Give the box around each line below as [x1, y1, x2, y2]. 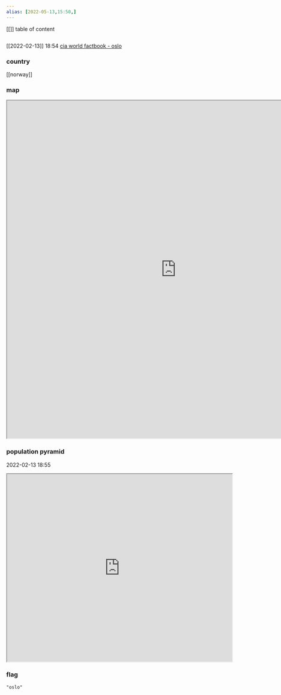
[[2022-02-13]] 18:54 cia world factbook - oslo [6, 42, 122, 49]
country [6, 57, 30, 65]
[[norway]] [6, 70, 33, 78]
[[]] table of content [6, 25, 55, 32]
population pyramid [6, 448, 65, 456]
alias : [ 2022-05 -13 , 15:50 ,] [6, 8, 77, 15]
